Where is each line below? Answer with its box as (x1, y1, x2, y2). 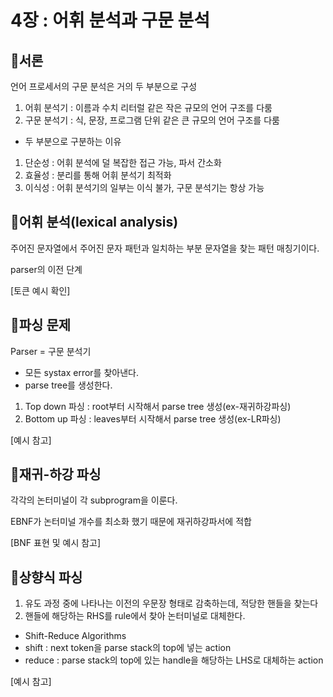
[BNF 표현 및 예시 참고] (10, 537, 102, 549)
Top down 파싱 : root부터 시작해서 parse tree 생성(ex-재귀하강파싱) (24, 400, 292, 412)
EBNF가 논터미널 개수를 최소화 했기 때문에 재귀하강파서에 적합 (10, 516, 252, 528)
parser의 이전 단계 (10, 263, 83, 275)
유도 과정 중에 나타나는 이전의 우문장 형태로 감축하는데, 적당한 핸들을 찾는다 (24, 597, 319, 610)
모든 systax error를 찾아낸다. (24, 366, 139, 378)
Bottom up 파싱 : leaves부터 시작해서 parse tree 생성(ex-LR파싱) (24, 412, 282, 425)
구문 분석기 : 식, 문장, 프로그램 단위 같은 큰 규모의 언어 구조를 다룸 (24, 114, 280, 126)
